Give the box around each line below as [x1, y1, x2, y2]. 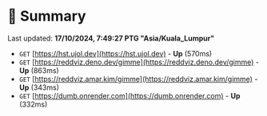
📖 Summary [7, 7, 86, 25]
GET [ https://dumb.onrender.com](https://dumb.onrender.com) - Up [18, 91, 241, 100]
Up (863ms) [18, 65, 59, 75]
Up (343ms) [18, 83, 60, 92]
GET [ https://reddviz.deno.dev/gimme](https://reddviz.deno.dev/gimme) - [18, 57, 260, 67]
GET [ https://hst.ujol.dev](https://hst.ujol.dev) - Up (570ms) [18, 48, 213, 58]
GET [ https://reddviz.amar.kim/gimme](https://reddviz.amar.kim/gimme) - [18, 74, 258, 83]
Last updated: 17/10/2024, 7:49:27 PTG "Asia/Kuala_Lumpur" [7, 33, 215, 43]
